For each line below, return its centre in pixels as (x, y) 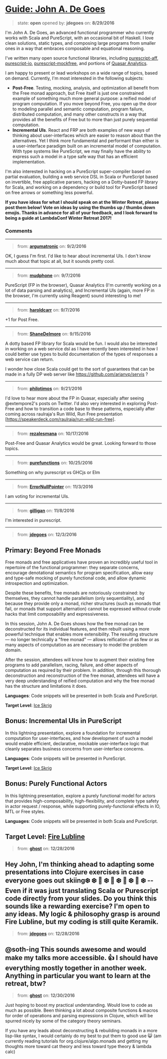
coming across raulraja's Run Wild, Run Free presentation (64, 414)
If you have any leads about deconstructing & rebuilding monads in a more (81, 1031)
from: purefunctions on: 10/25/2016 (55, 463)
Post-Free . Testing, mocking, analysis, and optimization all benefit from (85, 87)
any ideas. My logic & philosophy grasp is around (83, 914)
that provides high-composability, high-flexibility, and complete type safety (82, 801)
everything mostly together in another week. (76, 968)
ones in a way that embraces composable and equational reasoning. (75, 48)
